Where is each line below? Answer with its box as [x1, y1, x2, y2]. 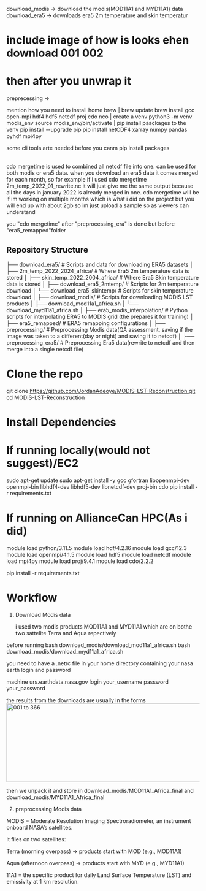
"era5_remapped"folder [6, 227, 66, 234]
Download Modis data [15, 611, 71, 618]
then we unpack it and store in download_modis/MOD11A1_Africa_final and [6, 787, 194, 794]
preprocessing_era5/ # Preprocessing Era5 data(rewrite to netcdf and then [6, 338, 195, 346]
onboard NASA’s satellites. [6, 824, 73, 831]
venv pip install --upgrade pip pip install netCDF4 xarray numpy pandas [6, 126, 188, 134]
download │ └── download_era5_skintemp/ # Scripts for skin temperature [6, 286, 194, 294]
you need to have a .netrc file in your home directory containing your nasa [6, 659, 193, 667]
